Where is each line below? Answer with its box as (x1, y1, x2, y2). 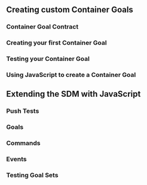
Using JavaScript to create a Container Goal (6, 71, 136, 79)
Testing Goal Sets (6, 171, 59, 180)
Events (6, 155, 27, 164)
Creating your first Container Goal (6, 39, 107, 47)
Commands (6, 139, 41, 147)
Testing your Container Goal (6, 55, 90, 63)
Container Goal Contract (6, 23, 79, 31)
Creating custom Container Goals (6, 5, 133, 15)
